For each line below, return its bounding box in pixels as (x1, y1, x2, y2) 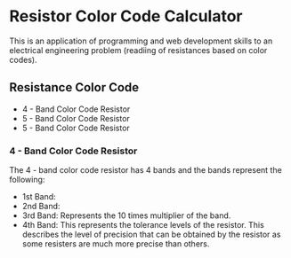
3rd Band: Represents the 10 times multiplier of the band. (21, 210, 231, 221)
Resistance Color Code (9, 80, 140, 95)
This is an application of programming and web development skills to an (9, 35, 273, 46)
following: (9, 175, 45, 185)
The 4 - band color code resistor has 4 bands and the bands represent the (9, 165, 282, 176)
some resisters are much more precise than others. (21, 238, 210, 249)
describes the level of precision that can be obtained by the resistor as (21, 229, 281, 240)
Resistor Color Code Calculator (9, 6, 243, 27)
